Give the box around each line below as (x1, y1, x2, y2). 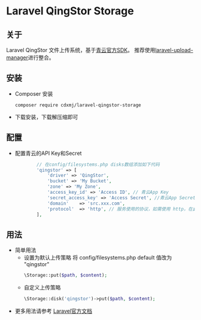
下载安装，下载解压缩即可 (14, 113, 78, 120)
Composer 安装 (14, 90, 53, 97)
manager (6, 54, 29, 61)
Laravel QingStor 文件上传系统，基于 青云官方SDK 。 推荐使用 (6, 47, 156, 53)
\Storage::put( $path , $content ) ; (23, 272, 108, 279)
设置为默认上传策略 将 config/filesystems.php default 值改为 (23, 254, 172, 261)
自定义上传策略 (23, 284, 61, 291)
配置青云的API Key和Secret (14, 150, 82, 157)
